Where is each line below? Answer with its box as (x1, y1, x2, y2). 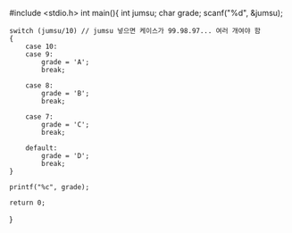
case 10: (25, 42, 58, 51)
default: (25, 144, 58, 153)
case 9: (25, 50, 54, 59)
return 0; (9, 198, 46, 207)
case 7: (25, 112, 54, 121)
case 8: (25, 81, 54, 90)
